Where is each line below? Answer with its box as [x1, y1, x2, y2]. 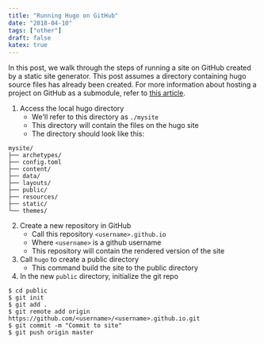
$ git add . [8, 301, 48, 309]
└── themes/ [8, 207, 48, 215]
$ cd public [8, 287, 48, 295]
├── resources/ [8, 193, 59, 201]
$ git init [8, 294, 44, 302]
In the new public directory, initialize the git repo [19, 272, 178, 281]
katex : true [8, 41, 48, 49]
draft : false [8, 33, 52, 42]
